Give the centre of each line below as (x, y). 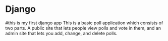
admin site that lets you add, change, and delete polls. (61, 33)
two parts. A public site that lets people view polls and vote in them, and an (83, 28)
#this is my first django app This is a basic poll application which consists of (84, 23)
